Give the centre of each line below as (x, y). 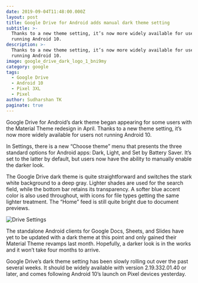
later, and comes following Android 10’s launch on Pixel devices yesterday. (96, 274)
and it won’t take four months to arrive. (53, 250)
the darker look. (25, 165)
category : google (27, 67)
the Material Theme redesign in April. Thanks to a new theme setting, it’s (94, 128)
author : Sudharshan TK (34, 99)
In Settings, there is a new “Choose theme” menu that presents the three (94, 146)
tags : (13, 72)
